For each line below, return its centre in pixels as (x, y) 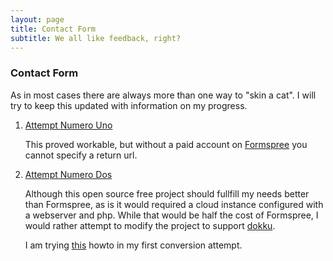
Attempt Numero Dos (68, 174)
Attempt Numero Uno (68, 125)
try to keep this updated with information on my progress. (129, 105)
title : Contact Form (53, 29)
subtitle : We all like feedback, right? (96, 38)
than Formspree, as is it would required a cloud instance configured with (174, 204)
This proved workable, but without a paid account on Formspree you (166, 144)
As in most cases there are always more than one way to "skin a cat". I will (163, 95)
